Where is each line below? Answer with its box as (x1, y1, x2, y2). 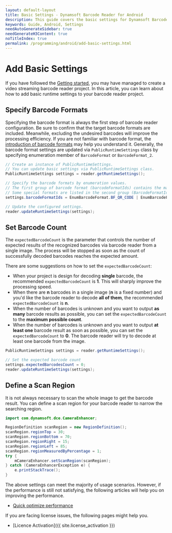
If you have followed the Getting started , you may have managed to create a (5, 80, 165, 86)
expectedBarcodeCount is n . (12, 300, 69, 306)
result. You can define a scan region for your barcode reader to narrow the (5, 400, 163, 406)
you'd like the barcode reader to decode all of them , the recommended (12, 295, 163, 301)
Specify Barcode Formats (5, 106, 88, 114)
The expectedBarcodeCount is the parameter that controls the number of (5, 237, 156, 243)
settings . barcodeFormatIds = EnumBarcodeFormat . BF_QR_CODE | (5, 195, 139, 200)
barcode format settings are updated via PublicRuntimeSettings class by (5, 147, 159, 153)
